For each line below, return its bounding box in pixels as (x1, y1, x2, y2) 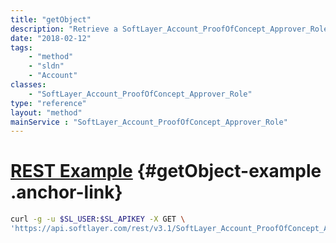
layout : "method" (10, 107, 83, 118)
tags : (10, 42, 33, 53)
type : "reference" (10, 98, 87, 108)
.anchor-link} (10, 181, 123, 204)
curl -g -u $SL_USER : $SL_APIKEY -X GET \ (10, 214, 186, 225)
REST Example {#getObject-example (10, 160, 322, 183)
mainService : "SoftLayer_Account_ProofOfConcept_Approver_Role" (10, 117, 288, 127)
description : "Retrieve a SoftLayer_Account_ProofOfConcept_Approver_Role (10, 24, 329, 34)
